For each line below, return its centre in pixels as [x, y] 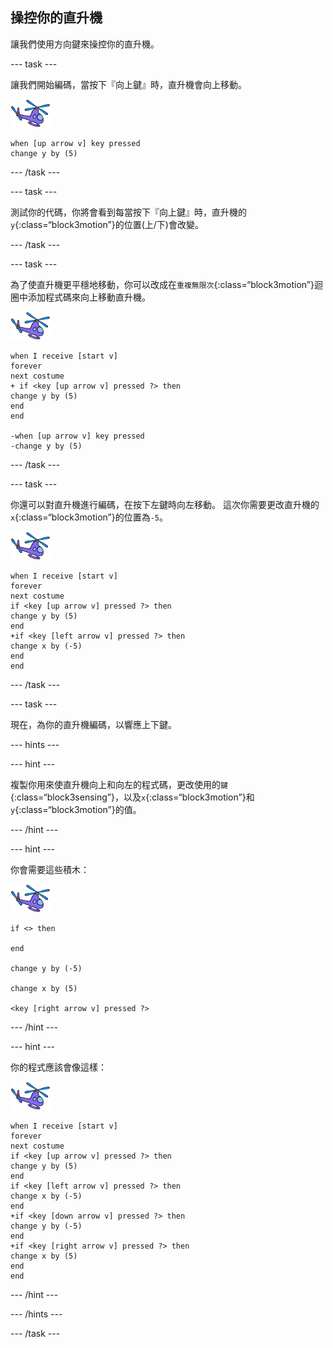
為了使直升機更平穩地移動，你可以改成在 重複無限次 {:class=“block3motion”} [162, 284]
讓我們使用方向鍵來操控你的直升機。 [85, 44]
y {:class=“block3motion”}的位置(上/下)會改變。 [107, 224]
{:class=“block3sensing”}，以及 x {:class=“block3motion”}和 [132, 797]
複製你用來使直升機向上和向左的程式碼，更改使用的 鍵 [119, 784]
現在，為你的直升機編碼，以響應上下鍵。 [93, 724]
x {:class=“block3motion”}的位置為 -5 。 [89, 517]
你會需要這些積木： [50, 869]
